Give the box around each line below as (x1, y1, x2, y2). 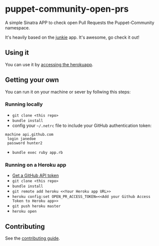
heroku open (12, 209, 37, 214)
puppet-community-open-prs (5, 3, 129, 15)
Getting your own (5, 76, 59, 84)
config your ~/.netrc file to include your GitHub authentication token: (12, 123, 152, 128)
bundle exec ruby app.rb (12, 150, 63, 155)
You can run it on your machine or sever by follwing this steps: (5, 89, 131, 95)
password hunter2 (7, 141, 43, 146)
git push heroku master (12, 204, 61, 209)
